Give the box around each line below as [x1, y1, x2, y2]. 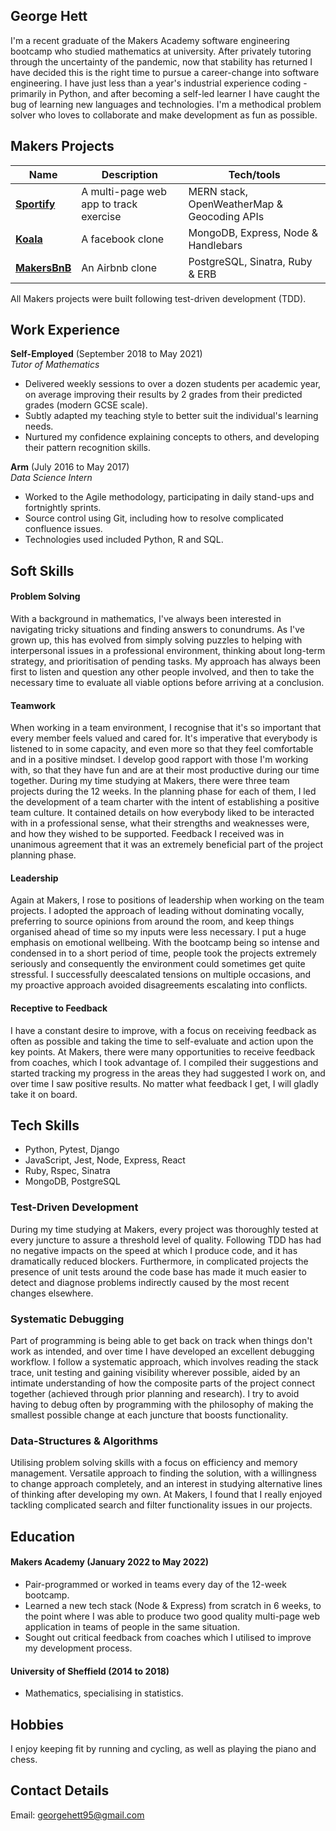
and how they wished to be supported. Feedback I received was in [10, 828, 285, 840]
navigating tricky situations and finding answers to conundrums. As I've [10, 624, 305, 636]
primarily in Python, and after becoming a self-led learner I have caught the [10, 87, 320, 99]
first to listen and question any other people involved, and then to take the [10, 666, 315, 678]
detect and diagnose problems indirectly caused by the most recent [10, 1276, 290, 1288]
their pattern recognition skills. [24, 442, 151, 454]
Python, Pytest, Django [24, 1144, 120, 1156]
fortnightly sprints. [24, 502, 102, 514]
